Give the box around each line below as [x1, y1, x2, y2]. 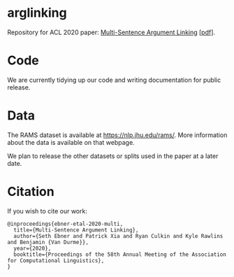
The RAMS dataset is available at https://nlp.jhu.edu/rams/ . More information [7, 131, 228, 139]
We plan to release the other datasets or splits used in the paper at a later [7, 152, 219, 160]
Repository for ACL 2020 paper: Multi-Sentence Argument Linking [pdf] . [7, 28, 215, 36]
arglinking [7, 5, 68, 21]
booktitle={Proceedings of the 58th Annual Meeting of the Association [13, 250, 227, 258]
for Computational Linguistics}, [7, 257, 105, 264]
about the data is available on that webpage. [7, 138, 135, 146]
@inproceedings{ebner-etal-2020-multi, [7, 220, 124, 227]
